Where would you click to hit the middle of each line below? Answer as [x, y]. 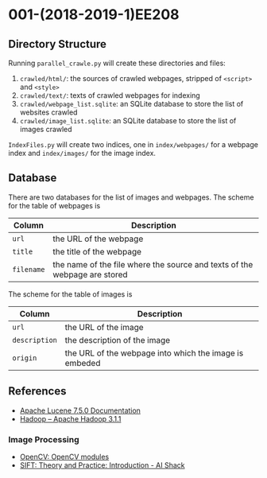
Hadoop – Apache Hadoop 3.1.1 [70, 418]
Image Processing [44, 439]
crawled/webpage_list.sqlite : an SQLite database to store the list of [132, 104]
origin [25, 358]
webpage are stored [91, 274]
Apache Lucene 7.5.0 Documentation [80, 410]
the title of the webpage [97, 251]
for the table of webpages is [54, 205]
